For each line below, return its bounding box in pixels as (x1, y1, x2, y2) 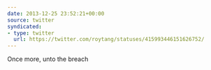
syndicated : (7, 23, 42, 30)
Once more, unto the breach (7, 55, 89, 63)
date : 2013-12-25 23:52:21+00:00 (7, 10, 105, 17)
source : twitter (7, 17, 54, 24)
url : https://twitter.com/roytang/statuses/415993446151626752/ (13, 36, 205, 43)
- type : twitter (7, 29, 54, 37)
